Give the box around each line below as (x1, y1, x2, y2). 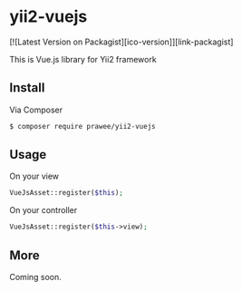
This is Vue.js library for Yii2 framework (9, 53, 157, 64)
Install (9, 80, 45, 96)
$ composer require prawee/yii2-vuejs (9, 121, 156, 131)
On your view (9, 170, 60, 182)
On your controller (9, 205, 78, 216)
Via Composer (9, 104, 63, 115)
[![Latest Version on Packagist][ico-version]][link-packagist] (9, 36, 234, 47)
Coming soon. (9, 272, 62, 282)
